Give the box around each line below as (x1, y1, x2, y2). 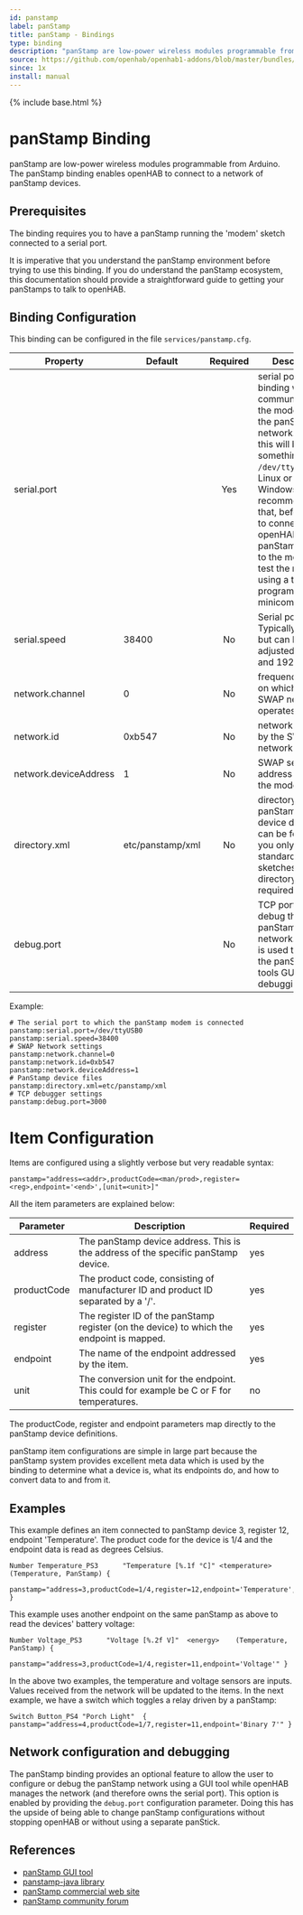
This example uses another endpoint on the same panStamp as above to (9, 1609, 279, 1620)
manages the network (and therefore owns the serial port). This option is (9, 1788, 280, 1798)
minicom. (257, 596, 298, 609)
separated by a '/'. (78, 1295, 156, 1308)
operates (257, 705, 296, 717)
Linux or (257, 472, 293, 484)
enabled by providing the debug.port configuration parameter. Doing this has (9, 1797, 294, 1808)
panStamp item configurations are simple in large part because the (9, 1446, 258, 1457)
